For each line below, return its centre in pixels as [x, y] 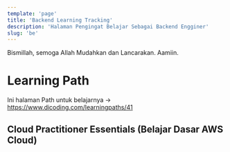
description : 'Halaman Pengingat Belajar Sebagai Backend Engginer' [108, 26]
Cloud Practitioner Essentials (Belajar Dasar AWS [115, 129]
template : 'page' [32, 14]
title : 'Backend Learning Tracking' [60, 20]
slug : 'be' [23, 33]
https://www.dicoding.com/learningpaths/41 [70, 108]
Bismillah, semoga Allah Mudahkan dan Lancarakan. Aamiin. [93, 53]
